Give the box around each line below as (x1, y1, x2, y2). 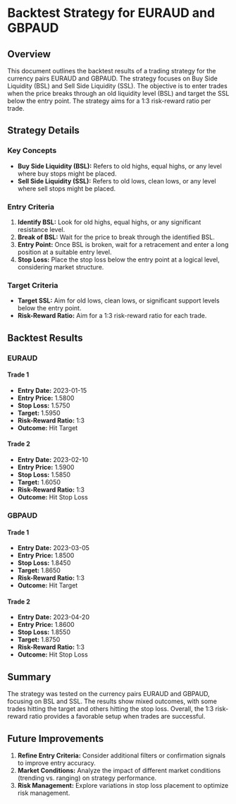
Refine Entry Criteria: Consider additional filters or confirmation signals (17, 751, 226, 760)
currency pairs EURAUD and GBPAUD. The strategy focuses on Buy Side (7, 74, 218, 83)
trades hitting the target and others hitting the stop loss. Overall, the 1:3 (7, 705, 214, 713)
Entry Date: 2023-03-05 (17, 544, 90, 552)
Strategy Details (7, 125, 80, 137)
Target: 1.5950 (17, 408, 61, 417)
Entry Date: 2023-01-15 (17, 386, 87, 394)
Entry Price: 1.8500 (17, 552, 75, 560)
